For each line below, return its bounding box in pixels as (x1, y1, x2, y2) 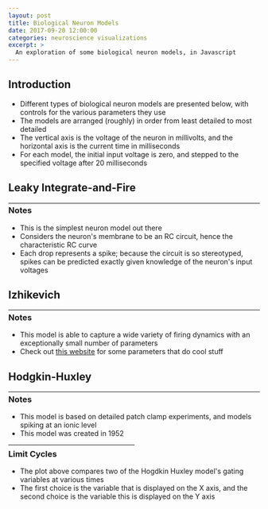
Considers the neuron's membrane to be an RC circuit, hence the (19, 231, 233, 241)
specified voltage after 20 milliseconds (19, 158, 148, 168)
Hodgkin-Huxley (8, 370, 92, 384)
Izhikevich (8, 287, 61, 302)
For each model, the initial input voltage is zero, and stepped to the (19, 149, 239, 159)
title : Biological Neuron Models (8, 19, 119, 27)
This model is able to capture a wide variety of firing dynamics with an (19, 330, 251, 340)
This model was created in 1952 (19, 428, 125, 438)
